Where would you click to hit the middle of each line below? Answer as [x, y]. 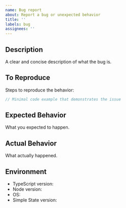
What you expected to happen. [37, 127]
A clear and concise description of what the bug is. [58, 62]
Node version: [27, 189]
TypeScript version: [33, 184]
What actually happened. [31, 156]
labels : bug [18, 24]
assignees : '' [20, 29]
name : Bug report [24, 10]
